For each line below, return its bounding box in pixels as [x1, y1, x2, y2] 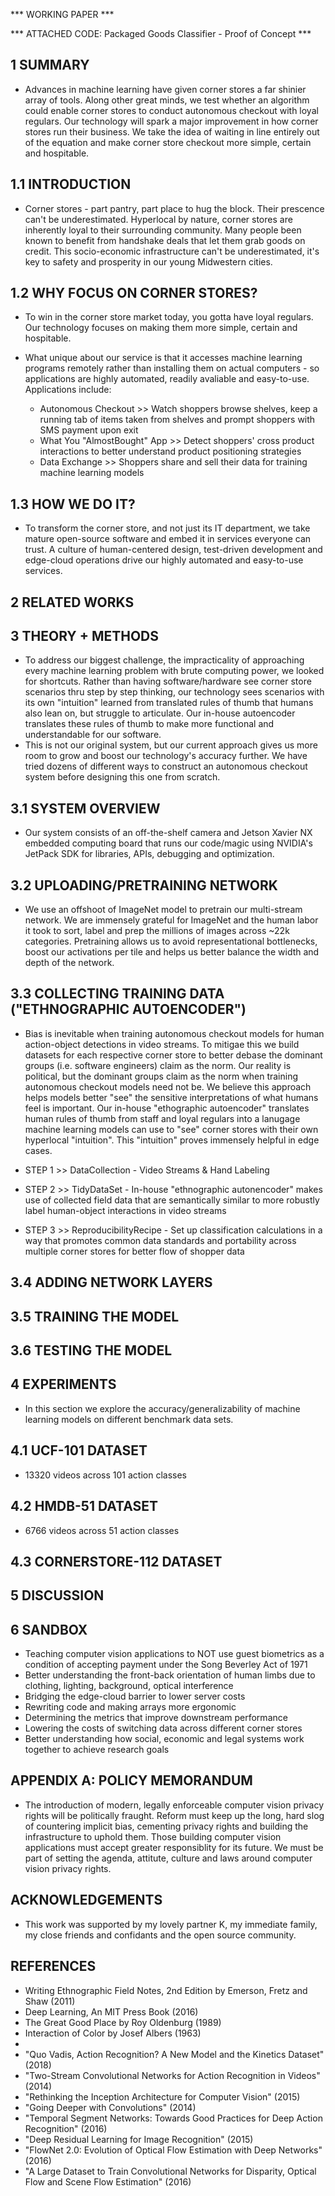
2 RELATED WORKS [10, 594, 135, 611]
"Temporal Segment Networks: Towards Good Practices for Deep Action [24, 2112, 323, 2124]
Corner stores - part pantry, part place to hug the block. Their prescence [24, 202, 325, 214]
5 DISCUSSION [10, 1587, 105, 1604]
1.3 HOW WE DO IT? [10, 495, 136, 513]
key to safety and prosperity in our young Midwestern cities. [24, 255, 273, 268]
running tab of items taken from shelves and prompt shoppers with [39, 414, 316, 426]
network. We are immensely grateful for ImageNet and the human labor [24, 914, 319, 926]
